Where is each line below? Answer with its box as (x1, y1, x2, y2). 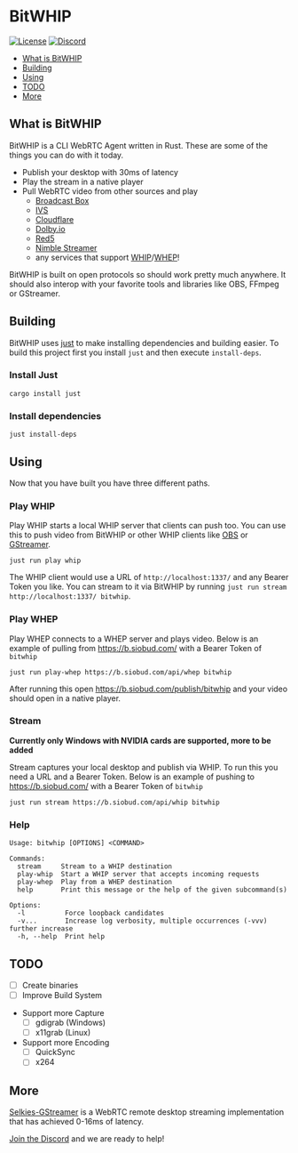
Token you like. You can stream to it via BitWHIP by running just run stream (9, 581, 287, 593)
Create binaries (21, 980, 79, 990)
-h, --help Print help (17, 932, 105, 941)
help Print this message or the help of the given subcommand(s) (17, 885, 288, 895)
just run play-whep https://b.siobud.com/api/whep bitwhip (9, 667, 232, 677)
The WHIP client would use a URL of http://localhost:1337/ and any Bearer (9, 572, 289, 583)
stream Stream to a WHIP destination (17, 862, 173, 871)
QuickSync (35, 1047, 75, 1058)
